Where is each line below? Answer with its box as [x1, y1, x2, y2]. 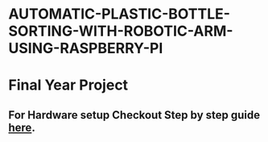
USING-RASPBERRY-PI [8, 40, 163, 57]
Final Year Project [8, 76, 129, 94]
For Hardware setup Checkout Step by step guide [8, 108, 261, 122]
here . [8, 120, 36, 134]
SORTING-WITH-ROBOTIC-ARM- [8, 22, 233, 40]
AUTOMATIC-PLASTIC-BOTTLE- [8, 5, 231, 23]
